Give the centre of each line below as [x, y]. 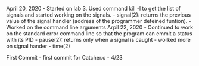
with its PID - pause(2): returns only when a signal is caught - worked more [98, 40]
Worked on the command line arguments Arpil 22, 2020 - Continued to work [100, 27]
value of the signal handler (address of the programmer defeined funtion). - [99, 21]
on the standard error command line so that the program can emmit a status [99, 34]
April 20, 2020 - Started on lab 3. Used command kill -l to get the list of [94, 9]
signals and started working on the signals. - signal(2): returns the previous [99, 15]
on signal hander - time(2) [38, 46]
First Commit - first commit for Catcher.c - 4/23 [65, 57]
